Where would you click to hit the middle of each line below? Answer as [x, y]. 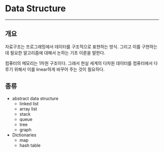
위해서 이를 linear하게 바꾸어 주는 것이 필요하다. [59, 69]
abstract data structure [35, 98]
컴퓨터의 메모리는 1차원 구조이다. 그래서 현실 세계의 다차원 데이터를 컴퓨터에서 [79, 63]
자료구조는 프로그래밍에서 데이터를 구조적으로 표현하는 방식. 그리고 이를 [73, 47]
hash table [30, 145]
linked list [29, 103]
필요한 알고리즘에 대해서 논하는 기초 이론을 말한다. [58, 52]
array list [28, 109]
